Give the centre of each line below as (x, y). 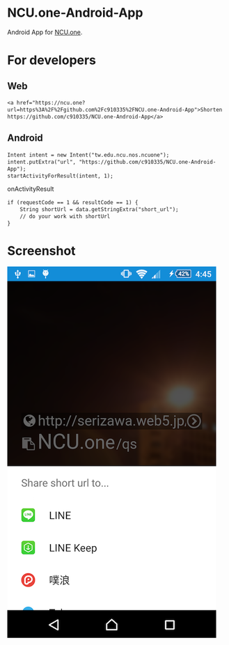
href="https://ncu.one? (51, 102)
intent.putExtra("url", (42, 162)
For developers (52, 60)
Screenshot (41, 250)
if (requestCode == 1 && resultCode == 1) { (73, 202)
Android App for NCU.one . (45, 32)
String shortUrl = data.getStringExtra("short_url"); (99, 209)
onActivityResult (31, 189)
